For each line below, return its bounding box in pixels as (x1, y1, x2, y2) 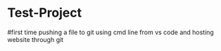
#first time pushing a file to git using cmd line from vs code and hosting (7, 28, 215, 36)
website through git (7, 35, 64, 43)
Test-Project (7, 5, 82, 21)
